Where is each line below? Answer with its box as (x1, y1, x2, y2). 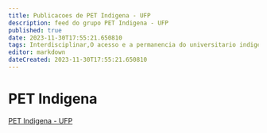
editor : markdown (8, 48, 66, 56)
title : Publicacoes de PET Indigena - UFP (8, 11, 151, 20)
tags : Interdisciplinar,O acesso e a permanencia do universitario (8, 41, 237, 49)
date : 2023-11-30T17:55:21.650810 (8, 33, 123, 42)
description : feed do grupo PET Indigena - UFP (8, 19, 169, 27)
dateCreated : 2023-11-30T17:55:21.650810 (8, 56, 148, 64)
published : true (8, 26, 62, 34)
